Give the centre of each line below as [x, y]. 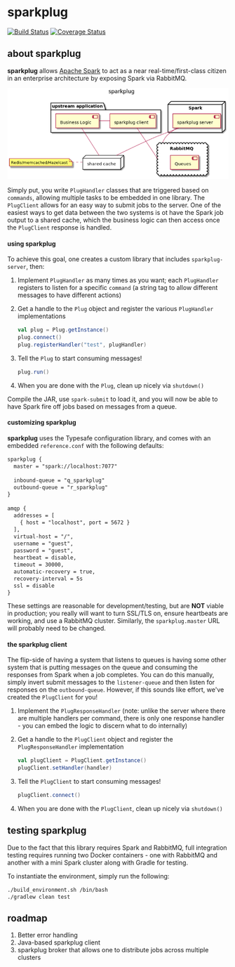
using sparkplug [32, 244]
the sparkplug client [38, 644]
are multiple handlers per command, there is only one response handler [121, 718]
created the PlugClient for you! [53, 697]
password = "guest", [43, 551]
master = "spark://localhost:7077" [66, 467]
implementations [41, 316]
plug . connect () [40, 338]
